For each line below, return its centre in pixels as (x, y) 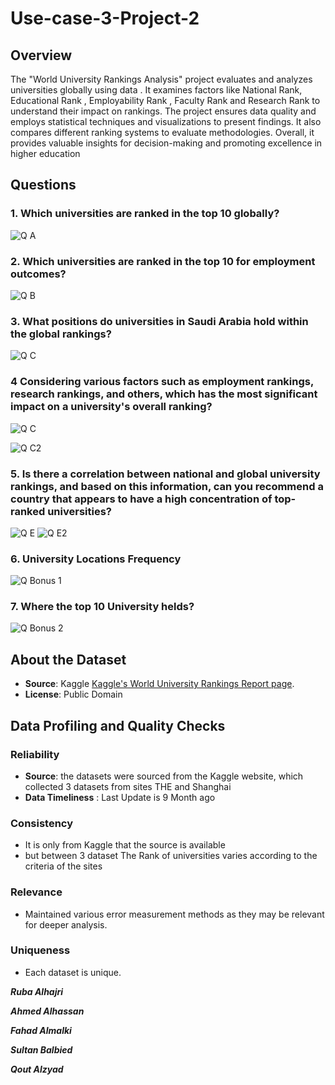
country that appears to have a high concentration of (141, 499)
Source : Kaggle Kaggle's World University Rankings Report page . (159, 684)
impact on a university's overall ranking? (111, 407)
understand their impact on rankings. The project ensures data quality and (163, 111)
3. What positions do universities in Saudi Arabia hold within (159, 321)
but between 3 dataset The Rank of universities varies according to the (171, 856)
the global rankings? (61, 334)
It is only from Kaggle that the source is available (125, 845)
